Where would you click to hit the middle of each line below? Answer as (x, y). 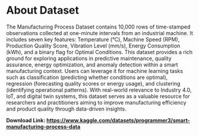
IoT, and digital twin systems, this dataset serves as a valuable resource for (98, 96)
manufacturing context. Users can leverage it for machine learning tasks (94, 71)
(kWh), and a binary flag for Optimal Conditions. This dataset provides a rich (99, 52)
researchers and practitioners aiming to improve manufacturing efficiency (96, 102)
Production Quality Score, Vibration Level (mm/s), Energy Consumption (93, 46)
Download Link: (26, 120)
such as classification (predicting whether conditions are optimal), (87, 77)
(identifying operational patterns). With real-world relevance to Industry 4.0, (99, 90)
